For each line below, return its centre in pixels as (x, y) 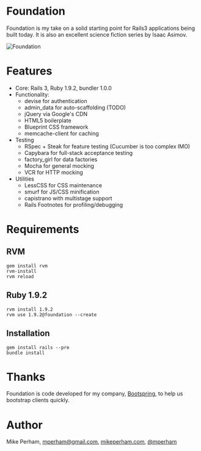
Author (24, 425)
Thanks (26, 377)
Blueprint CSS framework (56, 127)
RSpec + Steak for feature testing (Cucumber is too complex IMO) (107, 146)
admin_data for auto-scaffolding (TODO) (75, 107)
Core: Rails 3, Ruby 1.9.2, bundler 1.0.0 (63, 88)
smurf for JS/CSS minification (62, 192)
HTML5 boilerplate (48, 120)
